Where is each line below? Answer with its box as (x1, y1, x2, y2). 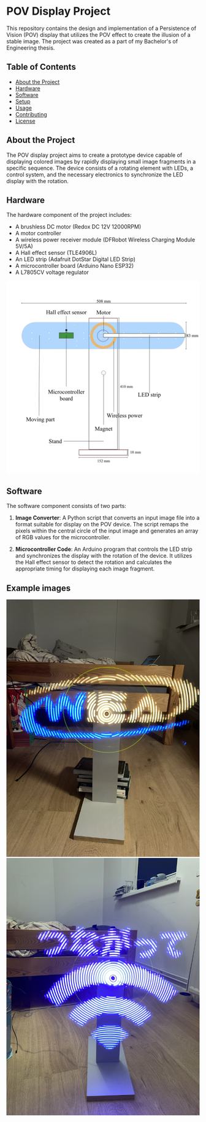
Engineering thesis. (6, 44, 55, 51)
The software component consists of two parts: (6, 502, 127, 510)
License (15, 117, 36, 124)
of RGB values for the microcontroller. (15, 534, 111, 541)
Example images (6, 583, 71, 593)
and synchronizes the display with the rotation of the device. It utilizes (15, 552, 193, 559)
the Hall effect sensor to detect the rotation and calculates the (15, 559, 172, 566)
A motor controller (15, 230, 61, 237)
